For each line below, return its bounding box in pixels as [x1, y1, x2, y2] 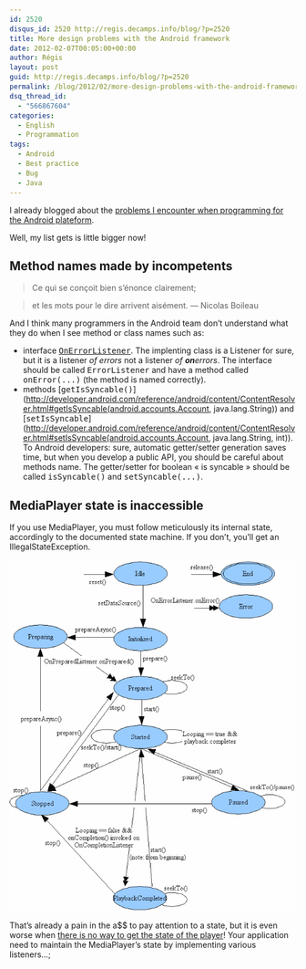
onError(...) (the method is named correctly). [22, 374, 207, 385]
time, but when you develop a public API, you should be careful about [22, 452, 284, 463]
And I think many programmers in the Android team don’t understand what [9, 318, 289, 328]
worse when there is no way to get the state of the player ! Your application [9, 930, 290, 941]
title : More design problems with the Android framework [9, 34, 230, 43]
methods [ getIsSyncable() [22, 384, 134, 395]
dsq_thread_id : [9, 91, 67, 100]
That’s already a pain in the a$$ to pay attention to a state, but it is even [9, 920, 278, 931]
